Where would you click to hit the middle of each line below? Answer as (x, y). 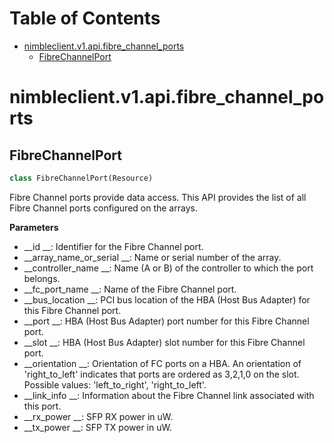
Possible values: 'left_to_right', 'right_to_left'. (115, 384)
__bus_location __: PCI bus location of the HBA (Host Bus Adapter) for (167, 299)
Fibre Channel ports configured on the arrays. (103, 208)
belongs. (42, 278)
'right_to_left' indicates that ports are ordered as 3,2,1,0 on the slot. (161, 374)
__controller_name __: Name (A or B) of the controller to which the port (168, 268)
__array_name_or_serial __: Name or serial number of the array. (152, 257)
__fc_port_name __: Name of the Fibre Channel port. (130, 289)
